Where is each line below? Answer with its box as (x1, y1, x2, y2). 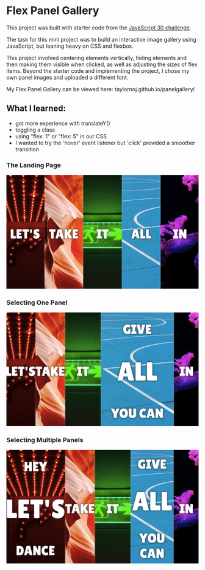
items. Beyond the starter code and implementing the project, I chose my (6, 67, 190, 74)
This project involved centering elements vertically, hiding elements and (6, 54, 187, 61)
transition (15, 145, 40, 153)
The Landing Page (6, 160, 61, 169)
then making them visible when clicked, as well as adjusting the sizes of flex (6, 61, 198, 68)
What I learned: (6, 103, 66, 114)
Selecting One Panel (6, 298, 68, 307)
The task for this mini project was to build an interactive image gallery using (6, 36, 196, 43)
